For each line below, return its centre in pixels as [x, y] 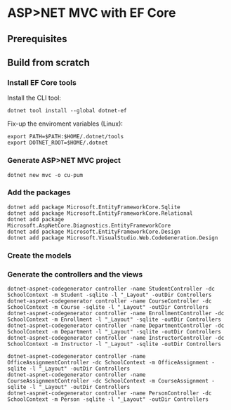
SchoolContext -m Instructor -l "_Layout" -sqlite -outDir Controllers [114, 344]
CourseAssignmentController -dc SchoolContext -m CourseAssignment [108, 381]
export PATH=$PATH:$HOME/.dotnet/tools [66, 137]
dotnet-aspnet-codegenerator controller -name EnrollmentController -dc [116, 314]
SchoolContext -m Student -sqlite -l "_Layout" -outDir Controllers [110, 295]
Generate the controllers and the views [75, 274]
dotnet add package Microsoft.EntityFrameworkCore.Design [94, 232]
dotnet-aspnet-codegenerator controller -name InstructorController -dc [116, 338]
